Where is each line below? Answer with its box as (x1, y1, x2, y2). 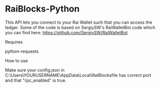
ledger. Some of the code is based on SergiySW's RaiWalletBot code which (5, 24, 156, 30)
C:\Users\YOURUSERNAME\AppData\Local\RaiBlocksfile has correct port (5, 72, 152, 78)
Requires (5, 39, 23, 44)
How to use (5, 58, 28, 63)
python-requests (5, 48, 39, 54)
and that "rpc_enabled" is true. (5, 77, 67, 83)
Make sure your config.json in (5, 67, 65, 73)
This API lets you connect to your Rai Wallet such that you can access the (5, 19, 152, 25)
